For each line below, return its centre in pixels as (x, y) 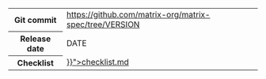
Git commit (36, 20)
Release (36, 39)
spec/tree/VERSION (103, 24)
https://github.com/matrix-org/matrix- (138, 15)
